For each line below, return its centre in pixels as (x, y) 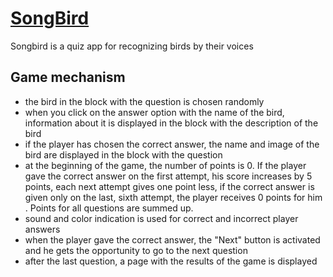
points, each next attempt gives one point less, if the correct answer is (169, 186)
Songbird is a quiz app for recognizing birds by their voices (132, 46)
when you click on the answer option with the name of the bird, (154, 112)
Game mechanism (68, 77)
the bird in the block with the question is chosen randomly (144, 101)
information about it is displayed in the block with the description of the (171, 123)
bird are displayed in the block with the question (123, 154)
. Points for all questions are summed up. (109, 208)
